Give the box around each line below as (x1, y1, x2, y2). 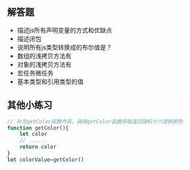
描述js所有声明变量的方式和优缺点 (16, 26, 112, 34)
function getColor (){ (7, 124, 69, 132)
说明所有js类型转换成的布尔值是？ (16, 43, 112, 51)
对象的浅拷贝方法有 (16, 60, 72, 69)
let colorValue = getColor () (7, 156, 84, 163)
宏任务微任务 (16, 69, 54, 77)
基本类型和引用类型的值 (16, 77, 84, 86)
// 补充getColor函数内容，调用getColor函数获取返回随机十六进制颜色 (7, 118, 183, 125)
